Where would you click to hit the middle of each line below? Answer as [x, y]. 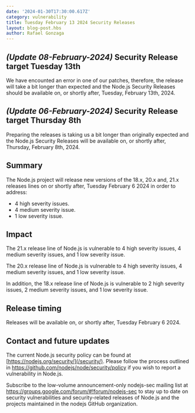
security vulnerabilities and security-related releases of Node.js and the [93, 397]
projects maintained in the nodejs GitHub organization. [72, 404]
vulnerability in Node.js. [35, 374]
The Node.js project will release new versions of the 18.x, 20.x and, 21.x [93, 180]
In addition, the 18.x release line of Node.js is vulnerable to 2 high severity [95, 284]
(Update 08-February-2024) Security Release [92, 57]
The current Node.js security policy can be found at [68, 355]
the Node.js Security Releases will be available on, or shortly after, [86, 141]
